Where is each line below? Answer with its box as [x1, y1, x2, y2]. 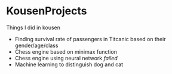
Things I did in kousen [6, 24, 61, 31]
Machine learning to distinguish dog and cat [14, 61, 124, 68]
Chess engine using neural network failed [14, 54, 118, 61]
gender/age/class [14, 42, 59, 49]
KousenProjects [6, 4, 87, 18]
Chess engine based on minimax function [14, 48, 118, 55]
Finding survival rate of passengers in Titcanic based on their [14, 35, 166, 42]
